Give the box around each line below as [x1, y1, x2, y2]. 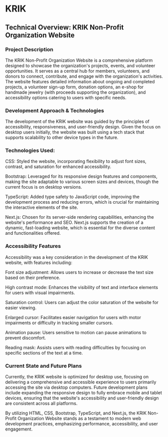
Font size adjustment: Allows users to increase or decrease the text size [5, 269, 154, 275]
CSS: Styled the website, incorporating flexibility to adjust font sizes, [5, 159, 147, 165]
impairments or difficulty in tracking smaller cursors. [5, 320, 113, 326]
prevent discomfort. [5, 335, 46, 341]
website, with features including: [5, 259, 73, 265]
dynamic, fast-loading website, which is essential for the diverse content [5, 225, 155, 231]
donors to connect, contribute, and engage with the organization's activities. [5, 73, 163, 79]
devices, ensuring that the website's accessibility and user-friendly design [5, 395, 159, 401]
